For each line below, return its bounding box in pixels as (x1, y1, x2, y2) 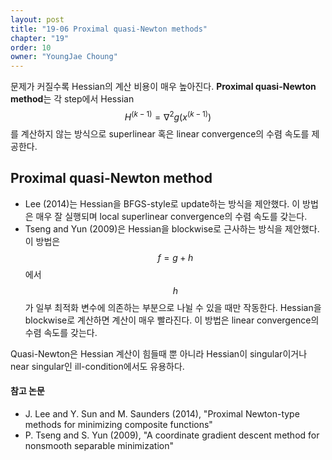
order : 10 (10, 42, 52, 53)
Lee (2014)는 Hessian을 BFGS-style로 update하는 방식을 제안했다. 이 (24, 197, 301, 210)
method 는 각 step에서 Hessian (10, 93, 135, 105)
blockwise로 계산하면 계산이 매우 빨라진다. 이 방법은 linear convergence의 (24, 314, 320, 326)
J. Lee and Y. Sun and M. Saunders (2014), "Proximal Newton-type (24, 407, 300, 420)
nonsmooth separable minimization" (24, 439, 175, 451)
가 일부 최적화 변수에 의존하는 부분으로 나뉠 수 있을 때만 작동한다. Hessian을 (24, 301, 322, 313)
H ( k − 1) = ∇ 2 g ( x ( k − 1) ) (124, 109, 212, 123)
